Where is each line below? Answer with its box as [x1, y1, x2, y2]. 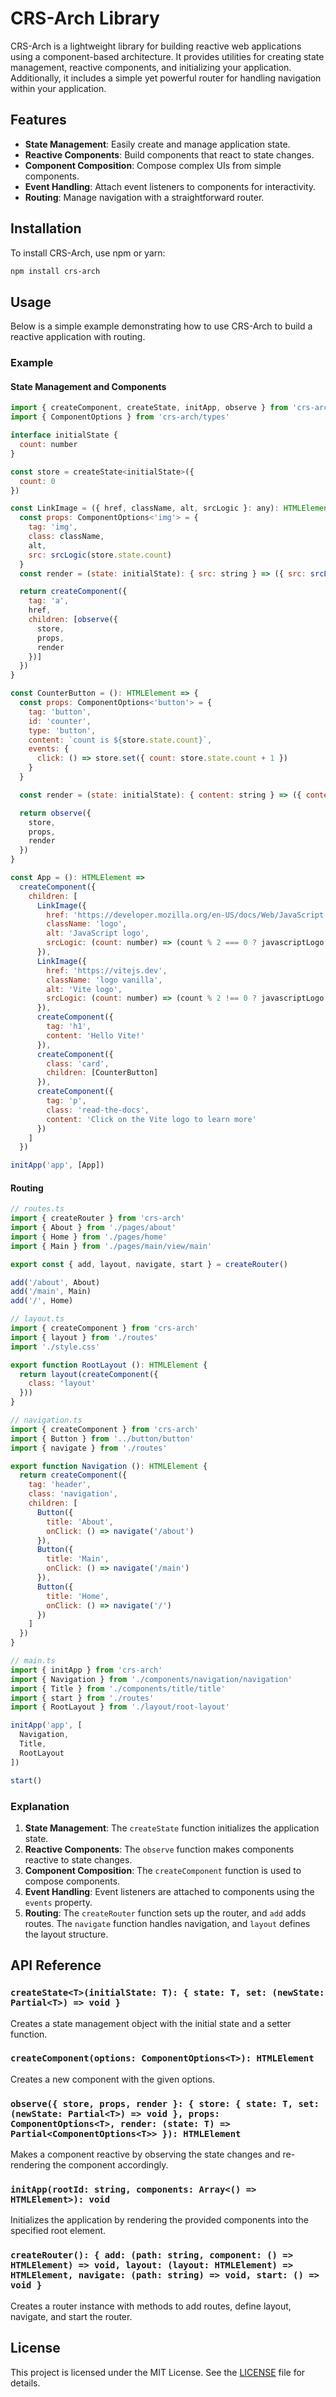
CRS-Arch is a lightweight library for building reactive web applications [10, 40, 302, 52]
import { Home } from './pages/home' [10, 1232, 168, 1242]
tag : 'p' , [46, 1096, 87, 1106]
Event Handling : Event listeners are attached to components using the [24, 1885, 315, 1897]
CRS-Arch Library [10, 7, 160, 30]
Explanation [10, 1799, 70, 1813]
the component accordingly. [52, 2159, 169, 2171]
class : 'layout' [28, 1378, 97, 1389]
